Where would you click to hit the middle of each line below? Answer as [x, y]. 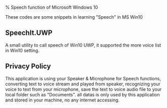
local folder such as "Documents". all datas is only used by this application [82, 94]
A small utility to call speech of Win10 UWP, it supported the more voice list [83, 45]
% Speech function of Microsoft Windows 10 [52, 7]
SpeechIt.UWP [29, 33]
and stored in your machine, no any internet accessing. [62, 100]
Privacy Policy [28, 66]
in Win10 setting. [22, 50]
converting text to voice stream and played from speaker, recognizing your [83, 84]
